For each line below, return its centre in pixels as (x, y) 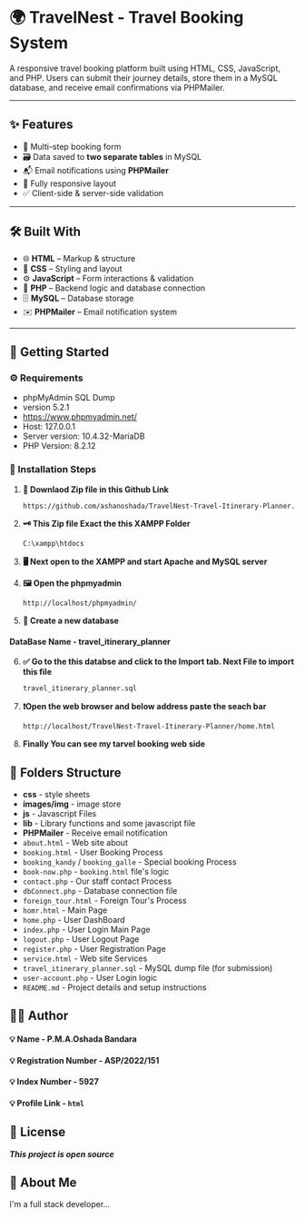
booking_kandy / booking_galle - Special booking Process (130, 862)
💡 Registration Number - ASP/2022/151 (84, 1060)
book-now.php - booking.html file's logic (96, 871)
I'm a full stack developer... (60, 1204)
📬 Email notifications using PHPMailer (96, 170)
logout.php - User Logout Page (81, 939)
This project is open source (62, 1154)
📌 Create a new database (71, 621)
